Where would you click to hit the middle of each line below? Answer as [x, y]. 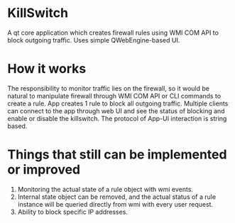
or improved [44, 170]
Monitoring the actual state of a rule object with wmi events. [105, 189]
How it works [47, 69]
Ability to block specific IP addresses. [72, 212]
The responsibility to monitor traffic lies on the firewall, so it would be [108, 88]
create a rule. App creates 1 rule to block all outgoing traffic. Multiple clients [118, 103]
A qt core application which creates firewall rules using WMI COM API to [113, 33]
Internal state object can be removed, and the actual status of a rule [117, 197]
